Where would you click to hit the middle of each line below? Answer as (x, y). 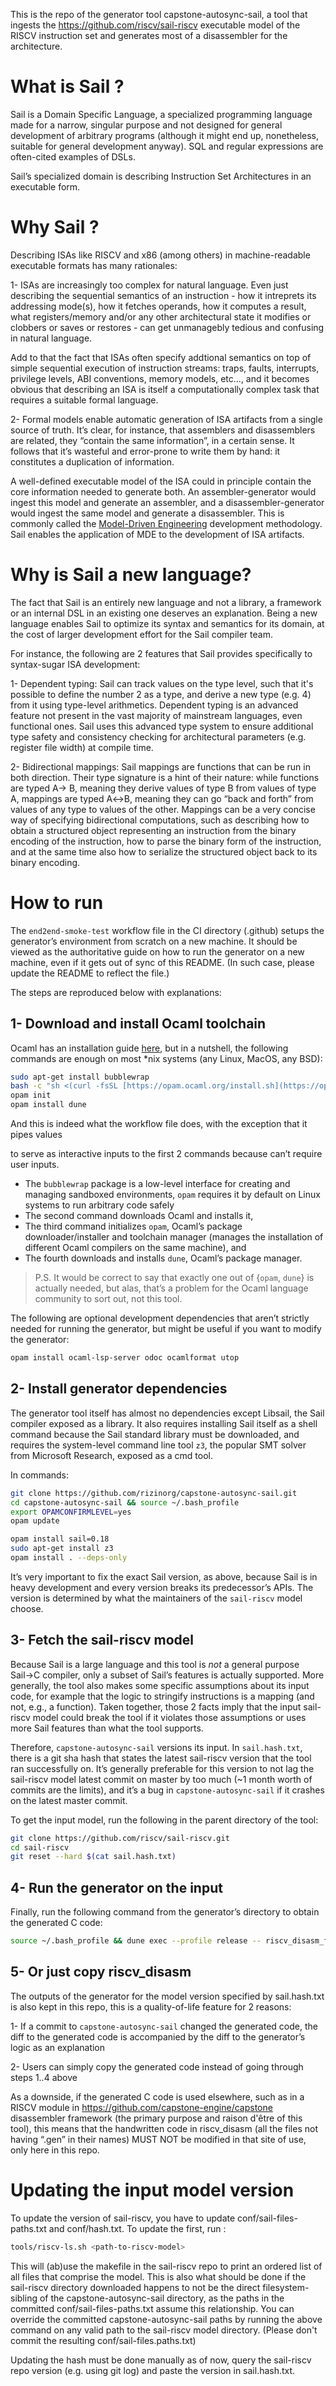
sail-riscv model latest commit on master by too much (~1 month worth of (161, 1779)
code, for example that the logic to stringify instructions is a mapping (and (162, 1696)
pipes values (36, 1135)
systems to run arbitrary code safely (99, 1205)
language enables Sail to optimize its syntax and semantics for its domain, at (167, 623)
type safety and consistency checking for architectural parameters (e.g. (158, 736)
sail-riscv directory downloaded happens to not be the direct (135, 2287)
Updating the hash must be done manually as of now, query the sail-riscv (161, 2360)
